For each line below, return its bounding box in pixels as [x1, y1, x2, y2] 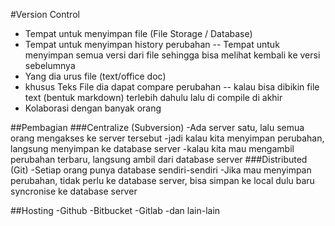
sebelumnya [24, 60, 76, 71]
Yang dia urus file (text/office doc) [24, 70, 167, 82]
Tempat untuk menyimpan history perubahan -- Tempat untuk [24, 39, 280, 50]
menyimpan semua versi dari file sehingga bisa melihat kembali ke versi [24, 49, 321, 61]
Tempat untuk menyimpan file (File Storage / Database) [24, 28, 253, 39]
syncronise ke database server [10, 185, 138, 197]
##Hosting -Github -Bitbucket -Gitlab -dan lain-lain [10, 205, 221, 216]
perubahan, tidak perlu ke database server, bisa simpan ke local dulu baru [10, 175, 315, 186]
